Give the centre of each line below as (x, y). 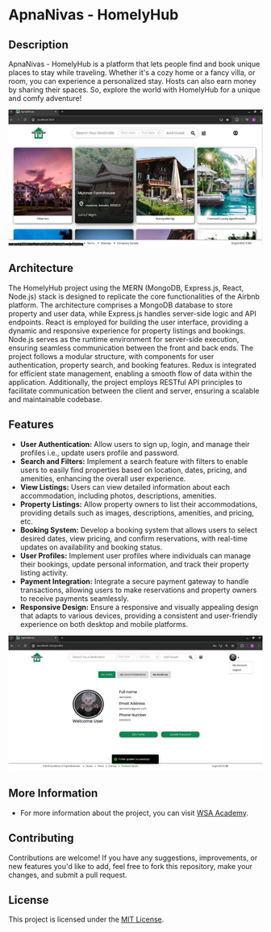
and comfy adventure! (45, 98)
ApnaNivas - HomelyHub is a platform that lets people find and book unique (134, 64)
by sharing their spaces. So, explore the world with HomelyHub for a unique (134, 90)
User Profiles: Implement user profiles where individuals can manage (135, 555)
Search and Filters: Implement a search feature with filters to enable (134, 461)
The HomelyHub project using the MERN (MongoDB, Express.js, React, (126, 287)
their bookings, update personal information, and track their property (134, 564)
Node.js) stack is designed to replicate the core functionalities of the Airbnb (134, 296)
